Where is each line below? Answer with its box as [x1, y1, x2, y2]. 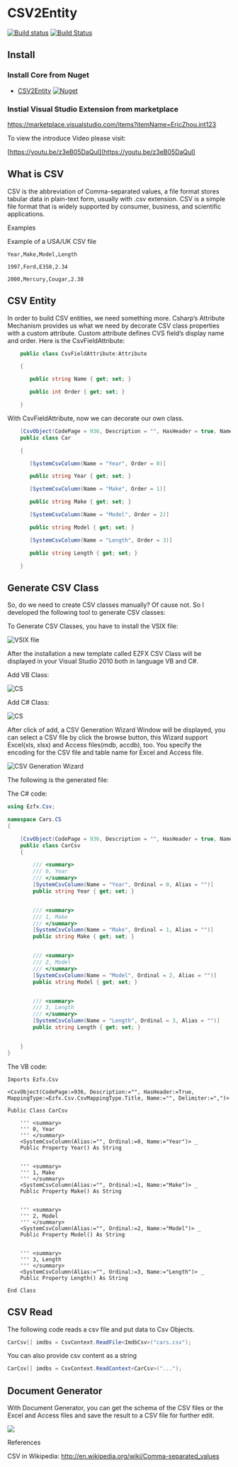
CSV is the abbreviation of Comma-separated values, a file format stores [7, 186, 220, 196]
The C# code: [7, 789, 47, 798]
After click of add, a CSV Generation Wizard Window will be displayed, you [7, 725, 226, 735]
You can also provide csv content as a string [7, 1351, 137, 1360]
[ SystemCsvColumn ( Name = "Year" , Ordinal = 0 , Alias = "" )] [33, 881, 214, 888]
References [7, 1438, 41, 1447]
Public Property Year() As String [20, 1144, 122, 1151]
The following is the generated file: [7, 776, 109, 784]
